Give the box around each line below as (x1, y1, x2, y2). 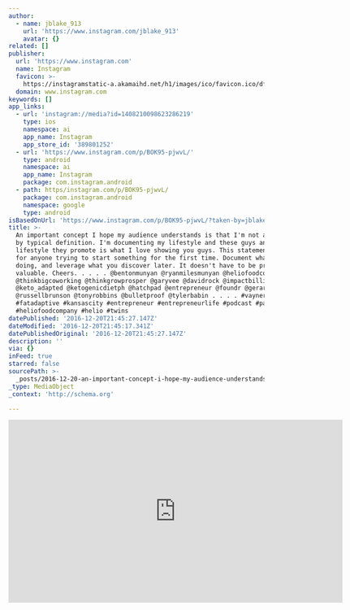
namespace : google (23, 201, 85, 209)
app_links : (8, 102, 45, 111)
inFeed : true (8, 352, 53, 360)
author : (8, 11, 35, 20)
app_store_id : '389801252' (23, 140, 115, 149)
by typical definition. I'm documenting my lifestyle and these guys (15, 239, 256, 247)
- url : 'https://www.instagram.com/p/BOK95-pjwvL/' (15, 148, 195, 156)
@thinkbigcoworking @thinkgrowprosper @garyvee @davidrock (15, 277, 220, 285)
